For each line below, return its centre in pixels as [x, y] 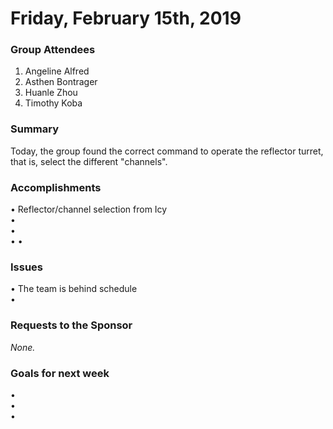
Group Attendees [53, 50]
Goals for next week [60, 373]
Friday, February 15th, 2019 [126, 18]
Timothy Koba [53, 103]
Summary [35, 129]
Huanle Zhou [51, 93]
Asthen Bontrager [61, 82]
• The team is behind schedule [74, 289]
